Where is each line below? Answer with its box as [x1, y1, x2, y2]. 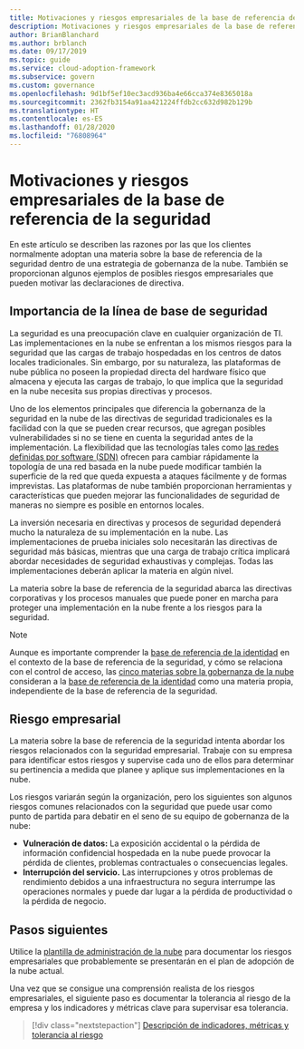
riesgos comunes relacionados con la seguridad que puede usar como [9, 801, 273, 812]
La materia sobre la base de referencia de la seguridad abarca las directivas [9, 582, 292, 594]
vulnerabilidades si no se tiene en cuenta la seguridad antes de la [9, 432, 253, 442]
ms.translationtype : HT [9, 106, 100, 115]
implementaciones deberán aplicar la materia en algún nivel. [9, 565, 233, 576]
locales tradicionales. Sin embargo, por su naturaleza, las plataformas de [9, 356, 281, 367]
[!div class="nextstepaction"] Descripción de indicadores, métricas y [31, 1020, 290, 1031]
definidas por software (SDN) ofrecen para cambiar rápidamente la [9, 451, 260, 462]
